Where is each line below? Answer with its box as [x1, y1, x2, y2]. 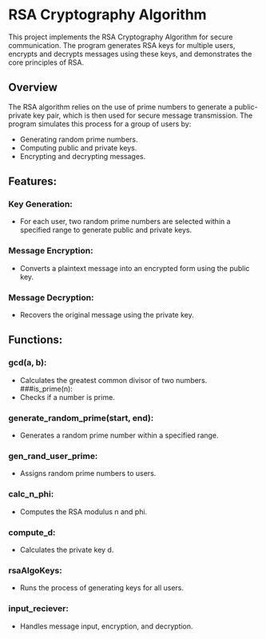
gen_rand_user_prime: [8, 450, 98, 461]
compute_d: [8, 526, 56, 537]
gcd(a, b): [8, 357, 47, 369]
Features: [8, 174, 58, 189]
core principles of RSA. [8, 58, 85, 67]
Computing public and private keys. [19, 142, 137, 153]
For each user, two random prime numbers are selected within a [19, 217, 231, 226]
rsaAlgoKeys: [8, 565, 62, 576]
